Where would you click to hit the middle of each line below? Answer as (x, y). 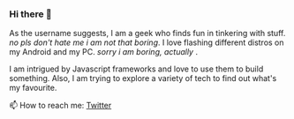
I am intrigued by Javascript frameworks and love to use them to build (136, 69)
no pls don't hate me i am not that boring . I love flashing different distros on (147, 42)
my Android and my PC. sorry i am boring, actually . (104, 52)
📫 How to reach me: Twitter (60, 106)
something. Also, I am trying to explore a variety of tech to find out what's (143, 78)
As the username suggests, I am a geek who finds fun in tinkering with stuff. (147, 33)
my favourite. (33, 88)
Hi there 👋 (31, 14)
